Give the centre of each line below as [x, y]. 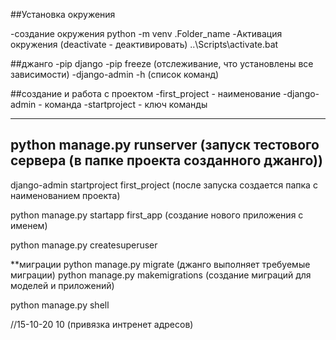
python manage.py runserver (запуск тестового [165, 145]
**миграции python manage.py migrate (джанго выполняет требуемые [160, 264]
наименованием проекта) [65, 195]
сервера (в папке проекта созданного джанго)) [166, 160]
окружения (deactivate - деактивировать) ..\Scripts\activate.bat [144, 44]
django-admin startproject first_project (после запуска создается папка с [164, 185]
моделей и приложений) [62, 285]
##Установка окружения [63, 14]
